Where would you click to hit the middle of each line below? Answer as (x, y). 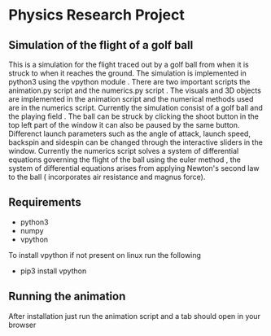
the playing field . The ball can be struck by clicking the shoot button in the (133, 116)
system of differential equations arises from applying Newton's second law (134, 168)
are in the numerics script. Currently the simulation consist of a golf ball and (135, 108)
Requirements (45, 202)
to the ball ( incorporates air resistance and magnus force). (107, 177)
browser (22, 325)
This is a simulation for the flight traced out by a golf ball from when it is (129, 64)
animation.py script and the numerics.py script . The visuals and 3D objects (135, 90)
